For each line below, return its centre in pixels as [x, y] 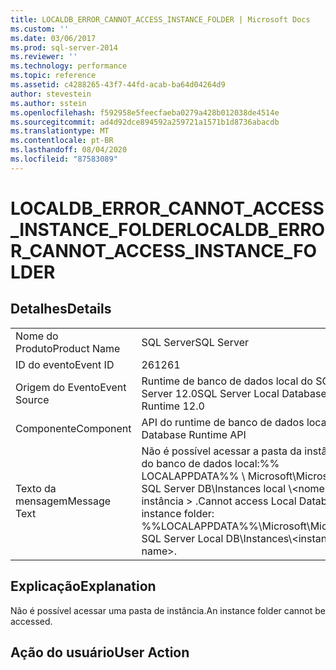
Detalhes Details [61, 309]
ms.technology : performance [69, 66]
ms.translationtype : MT [60, 131]
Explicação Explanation [83, 586]
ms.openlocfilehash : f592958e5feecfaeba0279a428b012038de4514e [145, 112]
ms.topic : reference [53, 76]
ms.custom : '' [40, 29]
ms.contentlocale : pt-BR [62, 141]
